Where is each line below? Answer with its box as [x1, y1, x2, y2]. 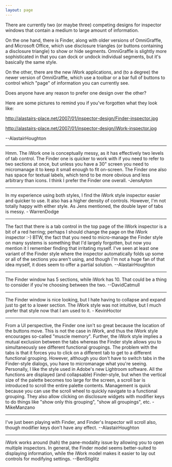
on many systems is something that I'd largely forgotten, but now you [5, 240, 152, 246]
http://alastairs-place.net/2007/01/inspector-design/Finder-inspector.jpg [5, 115, 158, 121]
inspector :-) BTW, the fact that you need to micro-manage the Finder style [5, 234, 163, 240]
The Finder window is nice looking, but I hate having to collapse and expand [5, 296, 166, 302]
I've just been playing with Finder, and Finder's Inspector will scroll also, [5, 419, 157, 425]
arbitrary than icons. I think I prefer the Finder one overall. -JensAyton [5, 177, 153, 183]
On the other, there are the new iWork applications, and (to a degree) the [5, 69, 159, 75]
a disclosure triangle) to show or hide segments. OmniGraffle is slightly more [5, 48, 167, 54]
